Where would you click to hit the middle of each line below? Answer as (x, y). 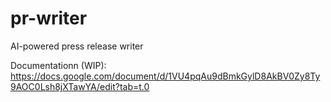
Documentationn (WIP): (58, 65)
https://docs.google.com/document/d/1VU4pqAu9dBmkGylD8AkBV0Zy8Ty (165, 76)
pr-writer (49, 18)
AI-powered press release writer (77, 46)
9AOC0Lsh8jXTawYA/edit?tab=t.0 (80, 86)
